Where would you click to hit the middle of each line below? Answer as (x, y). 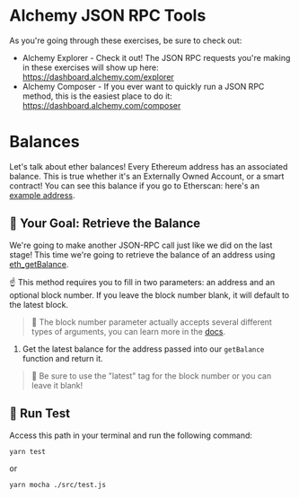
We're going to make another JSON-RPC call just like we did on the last (141, 245)
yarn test (28, 451)
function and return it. (62, 358)
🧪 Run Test (40, 414)
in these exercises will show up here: (90, 67)
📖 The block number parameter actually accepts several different (151, 322)
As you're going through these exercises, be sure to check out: (126, 40)
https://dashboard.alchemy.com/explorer (98, 76)
